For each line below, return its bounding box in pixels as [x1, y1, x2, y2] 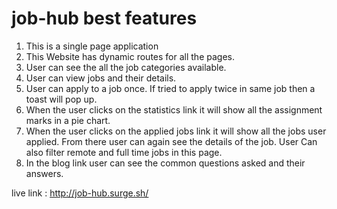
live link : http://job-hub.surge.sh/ [11, 187, 149, 199]
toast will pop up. [25, 93, 98, 105]
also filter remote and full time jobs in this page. [25, 146, 223, 158]
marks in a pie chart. [25, 114, 111, 126]
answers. [25, 167, 64, 179]
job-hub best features [11, 7, 198, 30]
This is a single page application [25, 40, 159, 52]
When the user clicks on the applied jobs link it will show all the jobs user [25, 125, 327, 137]
